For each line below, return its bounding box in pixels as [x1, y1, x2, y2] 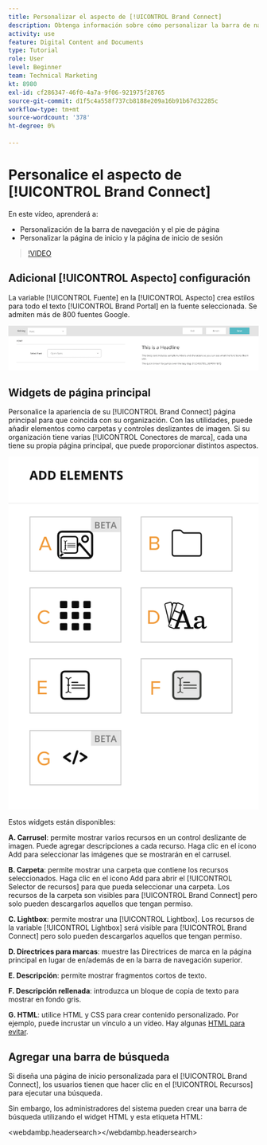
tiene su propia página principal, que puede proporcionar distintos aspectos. [8, 441, 259, 450]
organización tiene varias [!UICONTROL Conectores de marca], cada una [8, 433, 248, 442]
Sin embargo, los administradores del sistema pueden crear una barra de [8, 1104, 248, 1113]
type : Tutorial [8, 46, 59, 55]
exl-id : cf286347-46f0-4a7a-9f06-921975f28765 [8, 88, 165, 96]
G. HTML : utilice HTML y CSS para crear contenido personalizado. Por [8, 1010, 239, 1020]
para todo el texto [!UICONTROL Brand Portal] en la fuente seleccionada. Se [8, 301, 257, 311]
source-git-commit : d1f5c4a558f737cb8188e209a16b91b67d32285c [8, 96, 219, 105]
